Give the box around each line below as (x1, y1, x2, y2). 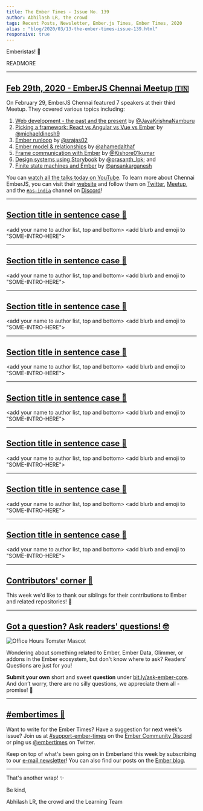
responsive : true (6, 31, 50, 38)
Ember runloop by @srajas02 (14, 136, 88, 143)
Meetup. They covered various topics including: (6, 105, 125, 113)
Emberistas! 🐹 (6, 48, 41, 55)
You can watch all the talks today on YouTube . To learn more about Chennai (6, 174, 195, 181)
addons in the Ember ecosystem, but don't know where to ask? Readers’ (6, 655, 187, 663)
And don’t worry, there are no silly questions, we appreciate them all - (6, 680, 180, 688)
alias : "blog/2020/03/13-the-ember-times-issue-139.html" (6, 25, 158, 32)
